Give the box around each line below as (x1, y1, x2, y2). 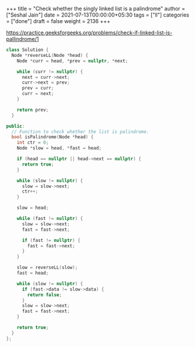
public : (6, 123, 25, 129)
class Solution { (6, 47, 49, 53)
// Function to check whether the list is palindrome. (11, 129, 149, 135)
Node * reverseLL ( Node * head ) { (11, 52, 89, 58)
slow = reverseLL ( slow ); (17, 265, 78, 270)
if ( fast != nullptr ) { (21, 237, 81, 243)
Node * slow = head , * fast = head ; (17, 145, 102, 151)
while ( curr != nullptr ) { (17, 68, 83, 75)
